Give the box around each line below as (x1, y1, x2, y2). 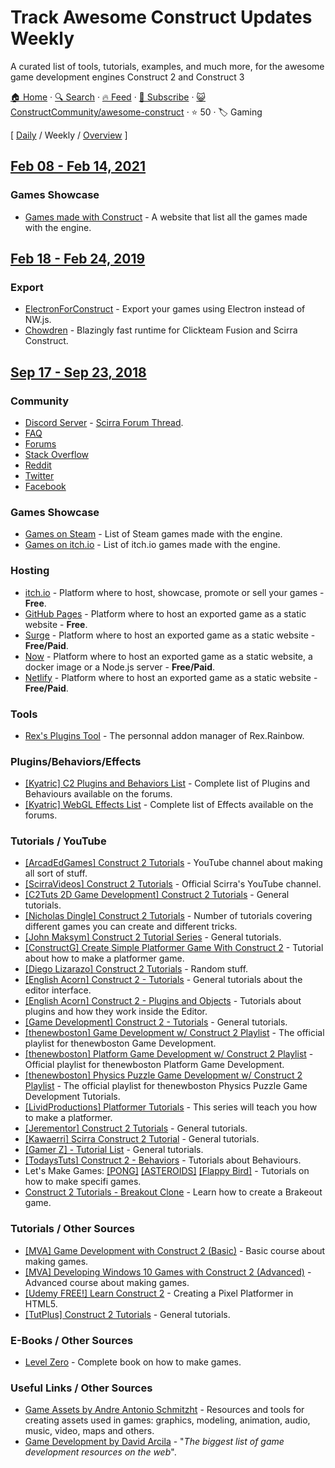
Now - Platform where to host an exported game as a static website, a (24, 650, 313, 662)
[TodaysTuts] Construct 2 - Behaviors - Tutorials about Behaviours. (24, 1154, 302, 1166)
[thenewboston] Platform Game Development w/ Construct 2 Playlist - (24, 1048, 314, 1060)
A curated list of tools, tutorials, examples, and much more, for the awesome (10, 60, 325, 72)
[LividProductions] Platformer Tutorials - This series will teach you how (24, 1101, 318, 1113)
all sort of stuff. (24, 867, 88, 880)
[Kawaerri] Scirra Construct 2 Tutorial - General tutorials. (24, 1133, 260, 1145)
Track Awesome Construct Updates (10, 6, 313, 29)
